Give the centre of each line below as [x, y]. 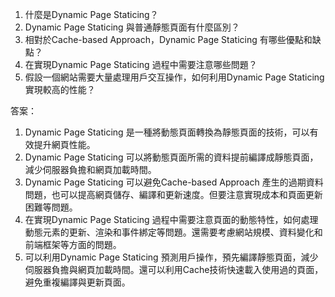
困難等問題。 [51, 207]
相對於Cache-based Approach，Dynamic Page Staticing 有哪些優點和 [168, 39]
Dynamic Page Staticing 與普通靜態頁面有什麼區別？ [132, 27]
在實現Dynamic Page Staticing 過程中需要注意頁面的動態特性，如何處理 [171, 219]
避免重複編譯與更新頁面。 [77, 282]
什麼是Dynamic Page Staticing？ [91, 14]
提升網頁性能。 [64, 144]
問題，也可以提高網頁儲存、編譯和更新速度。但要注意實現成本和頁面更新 [173, 194]
